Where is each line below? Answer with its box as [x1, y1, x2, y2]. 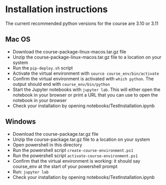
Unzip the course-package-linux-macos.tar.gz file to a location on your [12, 54, 161, 60]
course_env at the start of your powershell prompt [12, 163, 118, 169]
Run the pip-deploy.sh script [12, 65, 73, 71]
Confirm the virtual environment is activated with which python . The [12, 75, 154, 82]
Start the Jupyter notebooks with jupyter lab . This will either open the [12, 86, 161, 92]
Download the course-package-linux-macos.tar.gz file [12, 48, 126, 54]
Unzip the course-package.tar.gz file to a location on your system [12, 136, 150, 142]
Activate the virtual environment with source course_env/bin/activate [12, 70, 159, 76]
